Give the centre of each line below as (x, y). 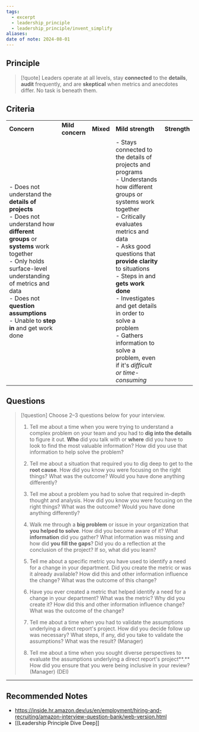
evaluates (129, 224)
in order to (130, 313)
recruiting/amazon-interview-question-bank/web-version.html (91, 717)
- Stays (126, 142)
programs (129, 172)
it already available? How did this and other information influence (109, 574)
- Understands (136, 179)
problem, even (135, 357)
